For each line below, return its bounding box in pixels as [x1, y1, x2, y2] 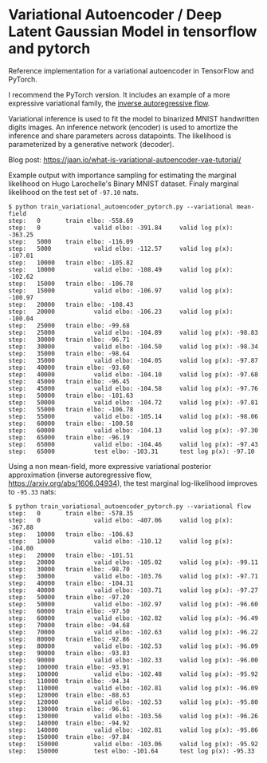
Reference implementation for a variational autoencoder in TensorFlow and [8, 66, 254, 75]
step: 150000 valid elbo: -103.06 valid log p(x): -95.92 [8, 740, 259, 748]
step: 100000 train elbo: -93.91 [8, 663, 130, 671]
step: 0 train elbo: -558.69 [8, 217, 134, 225]
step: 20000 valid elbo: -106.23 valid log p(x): [8, 308, 234, 316]
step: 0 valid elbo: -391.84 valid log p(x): [8, 224, 234, 232]
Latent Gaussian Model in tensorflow [8, 22, 257, 41]
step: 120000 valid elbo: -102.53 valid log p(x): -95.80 [8, 697, 259, 706]
